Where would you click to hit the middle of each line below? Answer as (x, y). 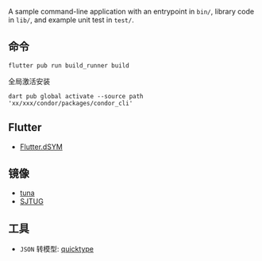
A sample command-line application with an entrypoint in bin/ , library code (131, 12)
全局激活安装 (29, 81)
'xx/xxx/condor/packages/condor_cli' (71, 103)
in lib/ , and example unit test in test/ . (71, 20)
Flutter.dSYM (41, 147)
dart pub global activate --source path (76, 96)
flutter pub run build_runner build (69, 65)
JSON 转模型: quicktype (56, 249)
